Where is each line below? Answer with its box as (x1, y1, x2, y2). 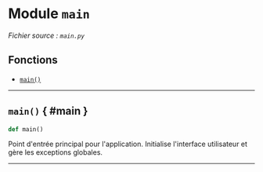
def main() (8, 125, 44, 134)
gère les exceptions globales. (8, 148, 103, 157)
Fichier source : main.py (8, 31, 85, 40)
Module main (8, 5, 90, 23)
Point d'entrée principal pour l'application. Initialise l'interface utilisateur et (8, 139, 248, 149)
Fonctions (8, 53, 59, 67)
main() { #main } (8, 104, 88, 118)
